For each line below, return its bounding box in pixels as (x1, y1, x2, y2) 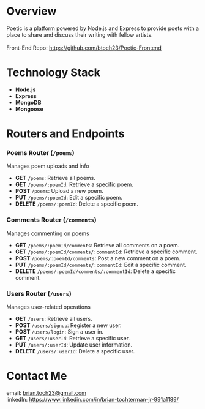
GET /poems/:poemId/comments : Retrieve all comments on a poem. (15, 241, 180, 249)
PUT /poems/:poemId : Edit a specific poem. (15, 194, 122, 201)
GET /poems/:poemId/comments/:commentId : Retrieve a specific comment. (15, 248, 198, 255)
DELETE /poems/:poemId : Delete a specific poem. (15, 200, 139, 208)
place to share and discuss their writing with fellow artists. (6, 31, 153, 38)
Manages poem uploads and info (6, 162, 90, 170)
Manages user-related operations (6, 303, 91, 310)
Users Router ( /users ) (6, 289, 72, 298)
